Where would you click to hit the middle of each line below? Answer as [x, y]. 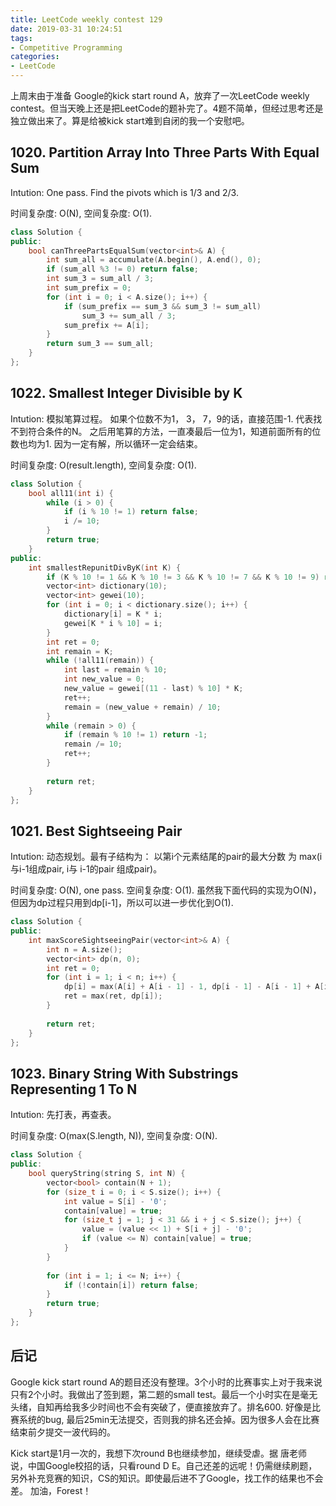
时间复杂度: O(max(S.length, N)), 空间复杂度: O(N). [114, 1136]
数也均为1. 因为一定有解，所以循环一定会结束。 [106, 443]
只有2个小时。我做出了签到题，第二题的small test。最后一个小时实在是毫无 [164, 1394]
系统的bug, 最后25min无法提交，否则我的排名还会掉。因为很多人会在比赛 [169, 1419]
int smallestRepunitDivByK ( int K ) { [105, 567]
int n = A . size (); [84, 949]
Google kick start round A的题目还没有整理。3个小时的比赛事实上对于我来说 [166, 1382]
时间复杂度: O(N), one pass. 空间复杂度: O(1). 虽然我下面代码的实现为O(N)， [166, 890]
